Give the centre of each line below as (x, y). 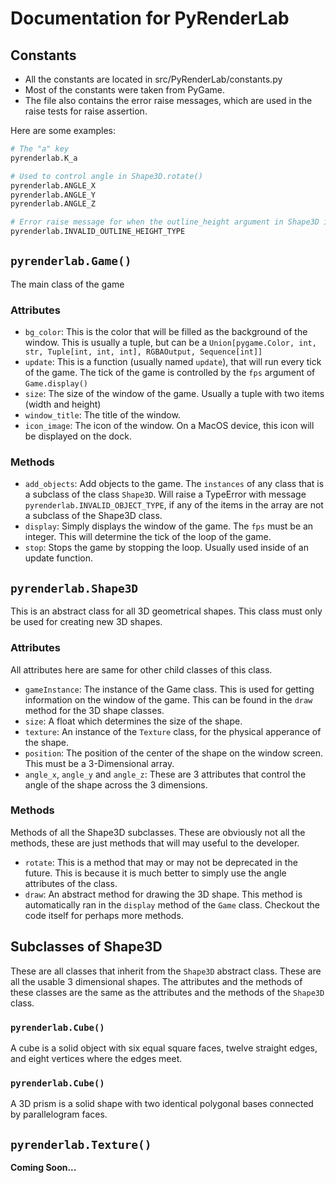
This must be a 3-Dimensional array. (99, 763)
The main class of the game (67, 284)
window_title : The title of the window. (102, 415)
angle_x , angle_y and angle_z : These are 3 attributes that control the (165, 774)
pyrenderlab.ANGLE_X (53, 185)
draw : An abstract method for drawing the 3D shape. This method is (163, 894)
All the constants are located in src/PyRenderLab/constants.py (153, 79)
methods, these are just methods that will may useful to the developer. (155, 843)
